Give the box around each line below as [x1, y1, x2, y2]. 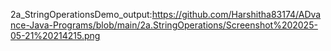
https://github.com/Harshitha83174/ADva [151, 9, 322, 20]
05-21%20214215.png [10, 30, 101, 41]
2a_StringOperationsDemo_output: [10, 9, 153, 20]
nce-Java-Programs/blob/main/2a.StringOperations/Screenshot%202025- [10, 19, 318, 31]
